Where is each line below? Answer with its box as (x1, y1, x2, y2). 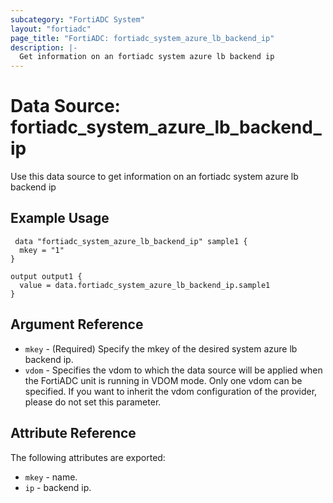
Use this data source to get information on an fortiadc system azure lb (10, 171, 299, 183)
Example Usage (10, 210, 110, 227)
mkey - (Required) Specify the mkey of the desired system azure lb (24, 342, 298, 355)
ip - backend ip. (24, 481, 92, 493)
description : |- (10, 42, 78, 53)
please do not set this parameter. (24, 396, 162, 408)
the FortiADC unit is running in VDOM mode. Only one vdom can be (24, 374, 303, 386)
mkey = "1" (19, 245, 65, 255)
